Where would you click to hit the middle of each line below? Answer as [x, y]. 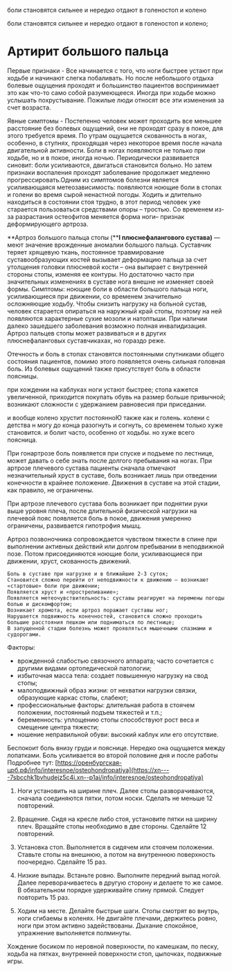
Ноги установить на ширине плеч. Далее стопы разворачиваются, [116, 790]
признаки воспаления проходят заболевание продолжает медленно [109, 172]
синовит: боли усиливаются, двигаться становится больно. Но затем [110, 165]
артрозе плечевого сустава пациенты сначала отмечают [92, 468]
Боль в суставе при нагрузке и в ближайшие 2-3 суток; [88, 574]
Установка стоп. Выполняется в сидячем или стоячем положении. [116, 847]
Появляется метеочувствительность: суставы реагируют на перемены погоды [116, 598]
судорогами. [24, 634]
